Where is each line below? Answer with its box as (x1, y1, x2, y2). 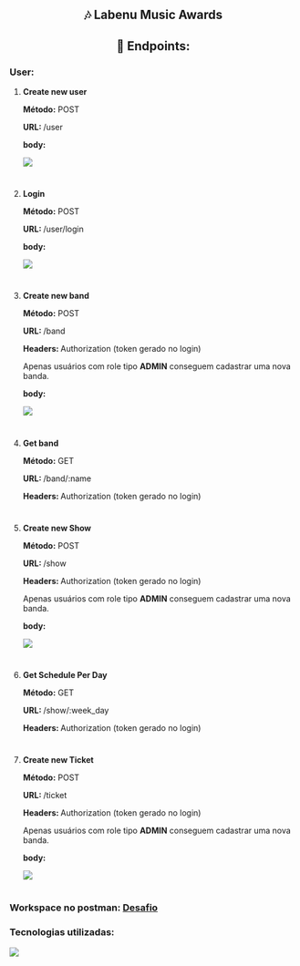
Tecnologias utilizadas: (9, 926, 115, 939)
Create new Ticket (22, 755, 94, 766)
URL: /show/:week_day (22, 705, 109, 716)
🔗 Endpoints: (116, 38, 191, 54)
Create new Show (22, 522, 92, 533)
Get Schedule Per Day (22, 670, 108, 681)
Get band (22, 437, 59, 448)
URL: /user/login (22, 223, 84, 235)
